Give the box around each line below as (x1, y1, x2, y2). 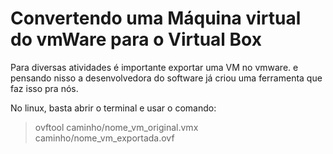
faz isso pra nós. (10, 82, 79, 94)
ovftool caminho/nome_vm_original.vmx (34, 121, 199, 133)
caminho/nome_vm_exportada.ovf (34, 132, 175, 144)
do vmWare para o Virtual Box (10, 28, 262, 51)
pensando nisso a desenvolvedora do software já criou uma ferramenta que (10, 72, 323, 84)
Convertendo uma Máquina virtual (10, 7, 302, 30)
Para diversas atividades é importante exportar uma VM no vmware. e (10, 61, 299, 73)
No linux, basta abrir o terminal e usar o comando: (10, 102, 217, 114)
